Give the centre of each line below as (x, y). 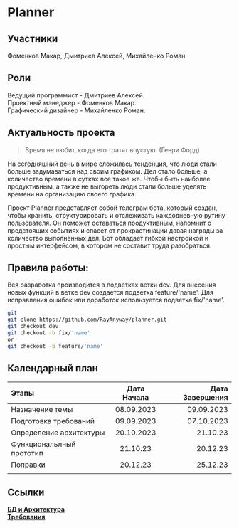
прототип (27, 453)
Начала (136, 397)
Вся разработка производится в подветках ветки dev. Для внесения (112, 285)
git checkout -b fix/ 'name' (49, 333)
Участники (33, 39)
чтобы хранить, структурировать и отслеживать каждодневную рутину (116, 215)
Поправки (28, 465)
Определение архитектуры (58, 433)
